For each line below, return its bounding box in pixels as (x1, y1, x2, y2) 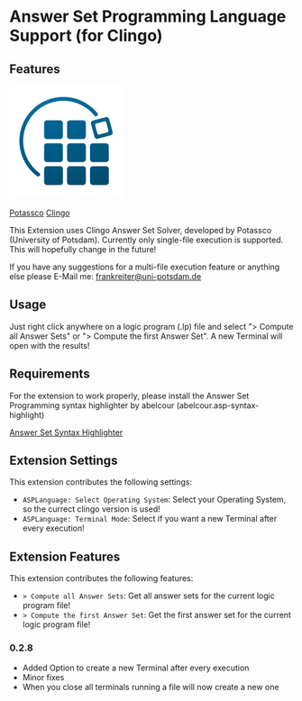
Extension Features (9, 549, 121, 564)
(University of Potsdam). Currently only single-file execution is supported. (9, 234, 284, 245)
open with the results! (9, 340, 90, 350)
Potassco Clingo (9, 207, 70, 218)
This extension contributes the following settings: (9, 477, 192, 487)
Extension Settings (9, 453, 118, 469)
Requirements (9, 367, 90, 382)
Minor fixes (22, 671, 65, 682)
